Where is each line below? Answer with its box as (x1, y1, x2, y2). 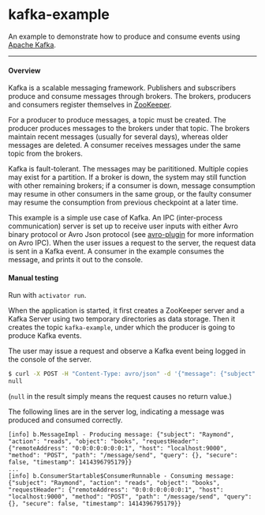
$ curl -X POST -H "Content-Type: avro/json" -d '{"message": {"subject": (8, 370, 259, 378)
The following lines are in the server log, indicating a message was (8, 407, 225, 416)
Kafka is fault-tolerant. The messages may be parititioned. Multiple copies (8, 164, 248, 174)
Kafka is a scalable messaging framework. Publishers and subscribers (8, 83, 237, 92)
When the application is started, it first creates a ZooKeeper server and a (8, 306, 244, 315)
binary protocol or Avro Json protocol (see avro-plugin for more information (8, 230, 254, 239)
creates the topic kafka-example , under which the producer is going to (8, 322, 235, 333)
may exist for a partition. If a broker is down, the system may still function (8, 172, 247, 182)
